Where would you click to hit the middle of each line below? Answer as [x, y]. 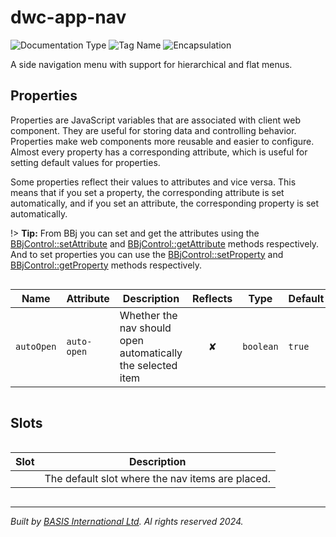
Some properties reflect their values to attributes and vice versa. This [153, 182]
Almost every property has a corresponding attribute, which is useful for [159, 152]
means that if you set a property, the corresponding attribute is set [147, 192]
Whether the [148, 315]
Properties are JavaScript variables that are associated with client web [155, 120]
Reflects [212, 298]
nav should [145, 328]
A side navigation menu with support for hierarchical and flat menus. [151, 64]
